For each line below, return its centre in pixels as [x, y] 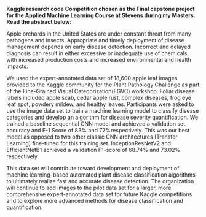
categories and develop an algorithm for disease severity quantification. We [102, 117]
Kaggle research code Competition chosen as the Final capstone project [101, 9]
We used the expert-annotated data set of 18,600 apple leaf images [92, 78]
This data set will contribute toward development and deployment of [93, 168]
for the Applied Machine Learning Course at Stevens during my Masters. [101, 15]
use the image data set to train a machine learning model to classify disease [103, 111]
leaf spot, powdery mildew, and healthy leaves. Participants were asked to [100, 104]
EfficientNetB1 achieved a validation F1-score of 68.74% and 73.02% [93, 150]
